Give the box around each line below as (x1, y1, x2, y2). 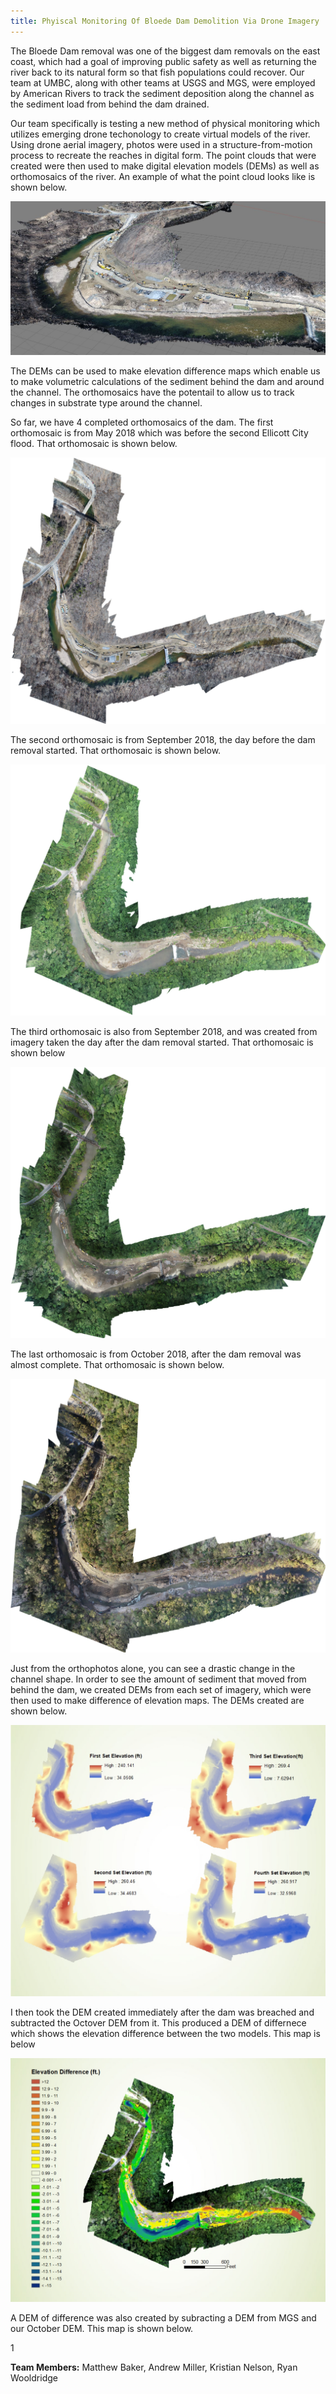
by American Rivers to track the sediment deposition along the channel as (10, 87, 315, 99)
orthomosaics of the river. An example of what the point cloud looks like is (10, 170, 316, 182)
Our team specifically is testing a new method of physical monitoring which (10, 117, 321, 129)
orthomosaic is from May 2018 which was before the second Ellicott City (10, 427, 309, 439)
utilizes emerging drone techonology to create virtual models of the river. (10, 128, 311, 140)
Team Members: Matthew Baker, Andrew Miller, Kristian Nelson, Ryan (10, 2361, 298, 2373)
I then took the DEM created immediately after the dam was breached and (10, 2006, 315, 2018)
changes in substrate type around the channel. (10, 397, 203, 409)
